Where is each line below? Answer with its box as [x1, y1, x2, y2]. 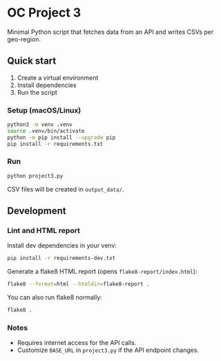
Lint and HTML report [7, 226, 81, 236]
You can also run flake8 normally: [7, 293, 102, 302]
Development [7, 205, 67, 217]
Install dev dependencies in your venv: [7, 241, 117, 250]
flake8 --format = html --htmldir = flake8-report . [7, 281, 150, 288]
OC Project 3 [7, 5, 81, 21]
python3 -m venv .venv [7, 121, 73, 129]
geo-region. [7, 35, 41, 43]
